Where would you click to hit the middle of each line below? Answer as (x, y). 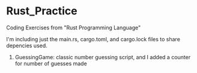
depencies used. (27, 45)
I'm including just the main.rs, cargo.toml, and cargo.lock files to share (93, 39)
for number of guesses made (51, 63)
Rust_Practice (42, 11)
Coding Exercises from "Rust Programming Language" (74, 28)
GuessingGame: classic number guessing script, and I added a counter (103, 57)
